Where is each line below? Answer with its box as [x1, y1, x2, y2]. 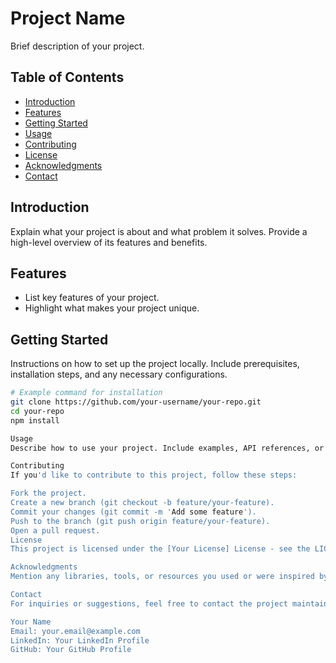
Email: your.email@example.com [10, 626, 141, 636]
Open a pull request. [10, 525, 101, 536]
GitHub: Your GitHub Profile [10, 645, 132, 655]
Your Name [10, 617, 52, 627]
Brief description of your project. [10, 40, 145, 52]
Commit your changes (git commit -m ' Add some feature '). [10, 507, 257, 517]
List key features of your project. [24, 292, 160, 304]
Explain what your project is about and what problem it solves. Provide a [10, 225, 308, 237]
